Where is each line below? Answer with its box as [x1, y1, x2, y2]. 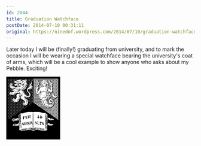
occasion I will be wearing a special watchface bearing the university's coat [6, 52, 193, 59]
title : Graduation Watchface [6, 16, 79, 22]
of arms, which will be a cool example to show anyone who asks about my [6, 59, 189, 66]
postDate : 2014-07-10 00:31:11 [6, 22, 84, 28]
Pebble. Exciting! [6, 65, 48, 72]
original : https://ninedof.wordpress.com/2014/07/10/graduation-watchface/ [6, 29, 199, 35]
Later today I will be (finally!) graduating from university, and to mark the [6, 45, 184, 53]
